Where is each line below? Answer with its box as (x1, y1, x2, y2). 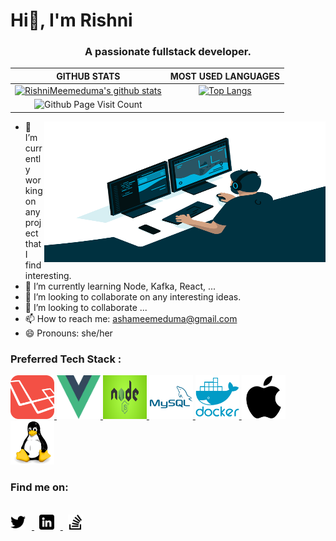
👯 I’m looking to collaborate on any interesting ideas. (24, 290, 242, 303)
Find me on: (10, 480, 69, 494)
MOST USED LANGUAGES (169, 70, 280, 82)
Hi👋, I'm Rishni (10, 9, 133, 32)
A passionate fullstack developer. (84, 45, 252, 59)
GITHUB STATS (56, 70, 121, 82)
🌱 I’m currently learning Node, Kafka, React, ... (24, 280, 217, 292)
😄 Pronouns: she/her (24, 327, 113, 339)
